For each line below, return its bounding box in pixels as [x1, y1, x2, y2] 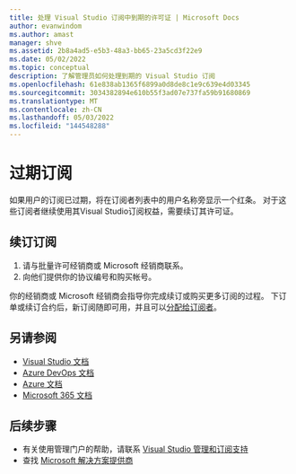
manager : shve [9, 38, 63, 48]
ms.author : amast [9, 30, 74, 39]
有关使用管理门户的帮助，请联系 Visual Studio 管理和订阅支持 [22, 443, 248, 454]
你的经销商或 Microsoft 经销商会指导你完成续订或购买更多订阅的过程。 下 [9, 290, 280, 301]
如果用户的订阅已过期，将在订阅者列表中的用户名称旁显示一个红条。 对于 [9, 194, 279, 205]
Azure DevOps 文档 [22, 367, 95, 378]
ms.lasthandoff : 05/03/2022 [9, 113, 115, 122]
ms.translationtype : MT [9, 96, 99, 106]
